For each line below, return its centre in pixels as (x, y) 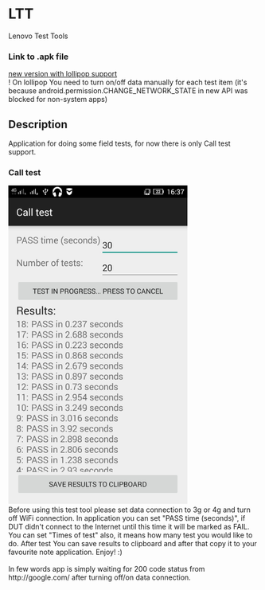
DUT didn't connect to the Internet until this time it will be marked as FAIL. (129, 527)
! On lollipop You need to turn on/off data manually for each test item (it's (128, 82)
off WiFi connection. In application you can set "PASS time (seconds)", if (127, 518)
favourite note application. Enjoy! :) (65, 552)
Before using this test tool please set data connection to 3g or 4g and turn (129, 510)
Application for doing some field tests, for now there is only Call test (119, 143)
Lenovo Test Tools (38, 36)
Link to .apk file (39, 57)
